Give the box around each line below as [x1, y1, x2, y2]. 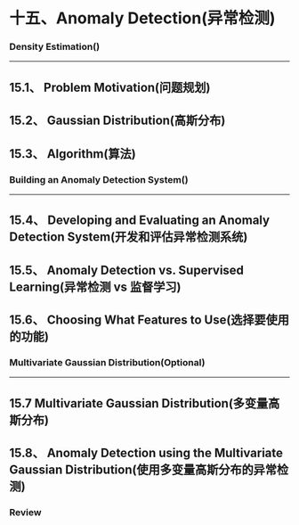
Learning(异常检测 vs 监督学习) [9, 279, 182, 294]
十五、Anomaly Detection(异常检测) [9, 8, 276, 29]
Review [9, 506, 42, 519]
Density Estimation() [9, 41, 101, 53]
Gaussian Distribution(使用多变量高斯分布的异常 [9, 463, 278, 478]
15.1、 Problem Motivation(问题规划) [9, 79, 211, 94]
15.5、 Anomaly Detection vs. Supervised [9, 262, 245, 277]
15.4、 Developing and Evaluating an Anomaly [9, 213, 270, 228]
